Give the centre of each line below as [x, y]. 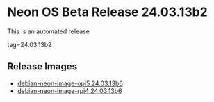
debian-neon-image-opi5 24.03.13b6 [70, 83]
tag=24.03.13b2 [30, 44]
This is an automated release [49, 31]
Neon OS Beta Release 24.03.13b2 [108, 12]
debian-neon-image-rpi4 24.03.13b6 [69, 90]
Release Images [42, 67]
